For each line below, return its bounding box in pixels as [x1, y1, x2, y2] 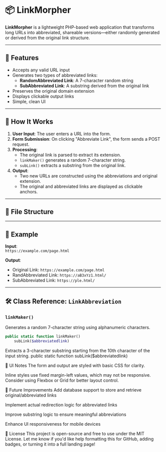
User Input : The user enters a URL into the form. [12, 130, 111, 137]
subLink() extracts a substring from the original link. [19, 162, 126, 168]
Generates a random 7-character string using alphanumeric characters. [5, 324, 151, 330]
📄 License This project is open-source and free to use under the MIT [5, 430, 145, 437]
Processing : [12, 146, 38, 152]
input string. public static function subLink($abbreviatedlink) [5, 353, 128, 359]
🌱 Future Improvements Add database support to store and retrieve [5, 387, 142, 393]
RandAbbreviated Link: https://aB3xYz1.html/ [12, 272, 106, 278]
